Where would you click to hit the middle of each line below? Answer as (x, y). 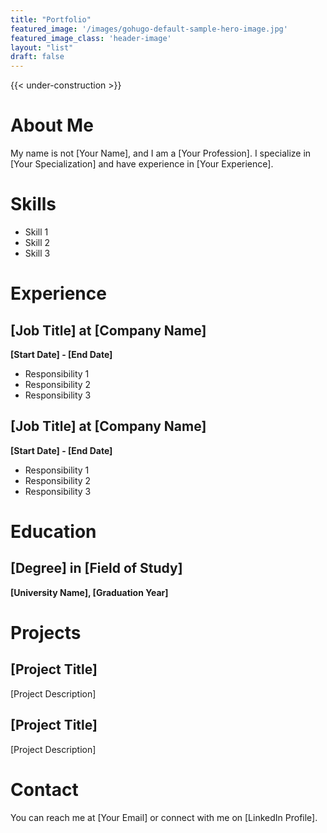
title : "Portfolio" (51, 19)
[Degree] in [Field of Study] (96, 568)
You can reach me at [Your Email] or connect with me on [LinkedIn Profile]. (164, 817)
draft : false (37, 57)
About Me (52, 125)
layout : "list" (42, 47)
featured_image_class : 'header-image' (91, 38)
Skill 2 (37, 242)
